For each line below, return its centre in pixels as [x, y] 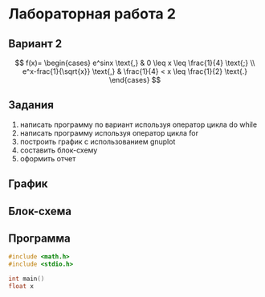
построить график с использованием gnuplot [98, 141]
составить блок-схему [59, 150]
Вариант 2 [35, 44]
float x [21, 287]
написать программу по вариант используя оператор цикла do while [139, 124]
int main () [26, 279]
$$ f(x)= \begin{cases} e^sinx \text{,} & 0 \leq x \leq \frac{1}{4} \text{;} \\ [135, 63]
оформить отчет [48, 158]
